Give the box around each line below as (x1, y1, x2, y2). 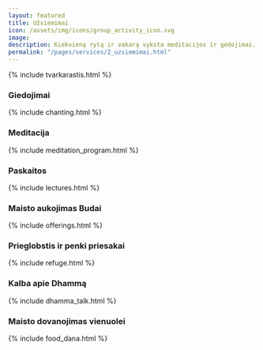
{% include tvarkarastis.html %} (8, 70, 112, 79)
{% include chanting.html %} (8, 107, 103, 117)
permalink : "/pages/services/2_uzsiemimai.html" (8, 48, 171, 56)
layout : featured (8, 11, 66, 20)
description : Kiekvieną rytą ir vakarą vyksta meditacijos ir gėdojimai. (8, 41, 257, 49)
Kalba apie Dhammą (8, 278, 87, 289)
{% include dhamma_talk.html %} (8, 295, 117, 305)
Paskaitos (8, 165, 47, 176)
